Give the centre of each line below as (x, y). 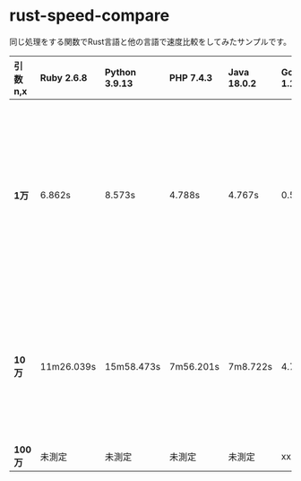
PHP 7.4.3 (191, 77)
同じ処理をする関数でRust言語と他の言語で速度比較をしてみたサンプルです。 (150, 41)
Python (120, 72)
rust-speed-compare (90, 16)
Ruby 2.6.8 (64, 77)
